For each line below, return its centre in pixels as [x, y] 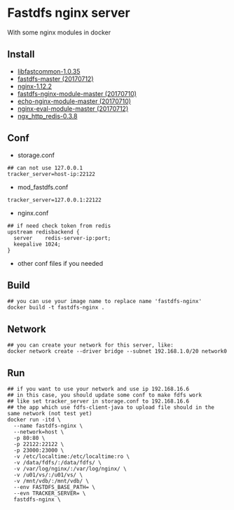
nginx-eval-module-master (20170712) [73, 108]
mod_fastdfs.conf [43, 187]
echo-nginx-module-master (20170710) [74, 101]
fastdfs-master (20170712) [55, 79]
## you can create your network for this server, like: [90, 345]
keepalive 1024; [37, 244]
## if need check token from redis [59, 226]
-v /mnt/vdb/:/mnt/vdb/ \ [51, 481]
